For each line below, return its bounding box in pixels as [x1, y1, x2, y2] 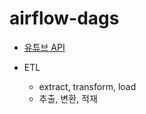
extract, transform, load [38, 80, 137, 92]
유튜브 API [23, 41, 66, 53]
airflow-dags [9, 7, 120, 30]
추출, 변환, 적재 [38, 92, 98, 104]
